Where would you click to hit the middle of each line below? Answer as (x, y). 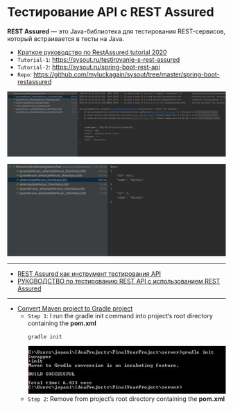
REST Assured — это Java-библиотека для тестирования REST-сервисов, (116, 31)
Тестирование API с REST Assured (111, 12)
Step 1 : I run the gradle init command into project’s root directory (120, 316)
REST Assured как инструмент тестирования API (89, 274)
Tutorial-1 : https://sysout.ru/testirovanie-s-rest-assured (98, 59)
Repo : (25, 74)
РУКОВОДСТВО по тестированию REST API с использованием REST (119, 281)
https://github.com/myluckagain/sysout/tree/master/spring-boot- (127, 74)
